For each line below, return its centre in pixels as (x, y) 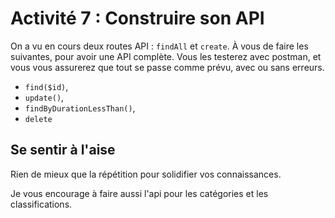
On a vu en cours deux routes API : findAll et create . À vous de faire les (159, 46)
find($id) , (46, 86)
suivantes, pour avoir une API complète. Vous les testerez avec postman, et (166, 56)
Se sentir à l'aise (63, 150)
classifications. (41, 204)
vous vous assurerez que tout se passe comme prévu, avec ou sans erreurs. (167, 67)
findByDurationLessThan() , (80, 108)
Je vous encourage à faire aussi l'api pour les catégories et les (139, 193)
